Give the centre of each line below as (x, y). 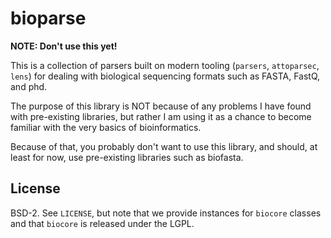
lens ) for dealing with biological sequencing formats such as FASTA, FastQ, (165, 76)
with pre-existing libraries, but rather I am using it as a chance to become (161, 116)
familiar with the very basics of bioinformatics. (106, 127)
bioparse (48, 18)
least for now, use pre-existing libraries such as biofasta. (127, 157)
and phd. (29, 86)
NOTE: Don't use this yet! (64, 46)
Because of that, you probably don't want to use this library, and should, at (164, 146)
